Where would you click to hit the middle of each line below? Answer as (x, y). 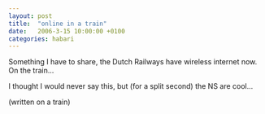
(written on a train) (39, 102)
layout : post (30, 16)
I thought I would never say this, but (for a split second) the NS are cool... (131, 86)
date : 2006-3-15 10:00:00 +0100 (67, 31)
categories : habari (41, 39)
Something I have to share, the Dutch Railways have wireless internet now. (133, 62)
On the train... (31, 71)
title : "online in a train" (58, 24)
